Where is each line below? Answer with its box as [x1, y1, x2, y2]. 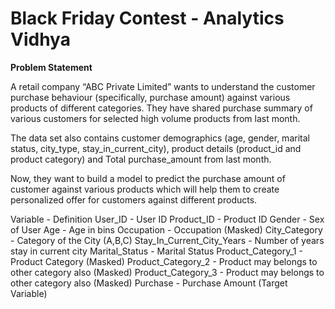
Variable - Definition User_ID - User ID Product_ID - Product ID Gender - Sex [10, 213, 325, 225]
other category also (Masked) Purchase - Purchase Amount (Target [10, 277, 288, 289]
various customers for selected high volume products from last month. [10, 112, 301, 124]
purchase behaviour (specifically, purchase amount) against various [10, 91, 291, 103]
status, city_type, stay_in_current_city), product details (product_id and [10, 142, 302, 154]
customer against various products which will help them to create [10, 183, 280, 195]
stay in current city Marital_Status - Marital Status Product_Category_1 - [10, 245, 303, 257]
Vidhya [10, 28, 71, 51]
